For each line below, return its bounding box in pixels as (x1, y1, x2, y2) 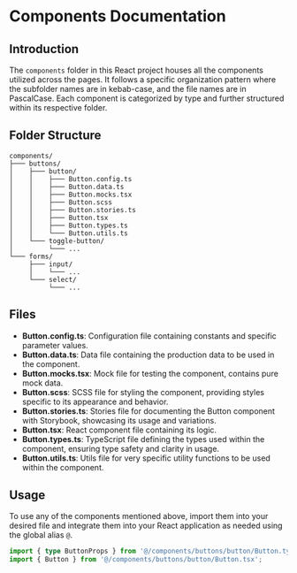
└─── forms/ (9, 252, 53, 261)
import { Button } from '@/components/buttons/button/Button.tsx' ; (9, 555, 263, 564)
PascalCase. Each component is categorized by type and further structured (9, 93, 285, 103)
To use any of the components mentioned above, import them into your (9, 511, 269, 522)
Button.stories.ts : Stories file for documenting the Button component (21, 405, 276, 416)
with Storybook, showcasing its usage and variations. (21, 415, 217, 425)
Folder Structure (9, 128, 102, 143)
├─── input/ (28, 259, 73, 269)
